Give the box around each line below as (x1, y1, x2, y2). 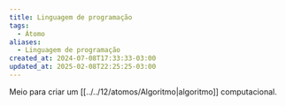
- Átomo (17, 29, 46, 38)
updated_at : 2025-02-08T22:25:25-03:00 (9, 63, 157, 72)
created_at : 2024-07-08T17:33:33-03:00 (9, 54, 157, 63)
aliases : (9, 37, 42, 47)
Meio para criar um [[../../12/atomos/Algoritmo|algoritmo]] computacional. (9, 86, 277, 97)
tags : (9, 21, 29, 30)
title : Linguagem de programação (9, 12, 133, 22)
